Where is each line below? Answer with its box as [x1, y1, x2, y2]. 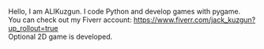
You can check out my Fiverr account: [8, 15, 132, 24]
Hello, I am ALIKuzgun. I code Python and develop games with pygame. [8, 7, 241, 16]
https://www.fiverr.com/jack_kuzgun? [133, 15, 256, 24]
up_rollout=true [8, 24, 58, 32]
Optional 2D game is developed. [8, 32, 113, 41]
